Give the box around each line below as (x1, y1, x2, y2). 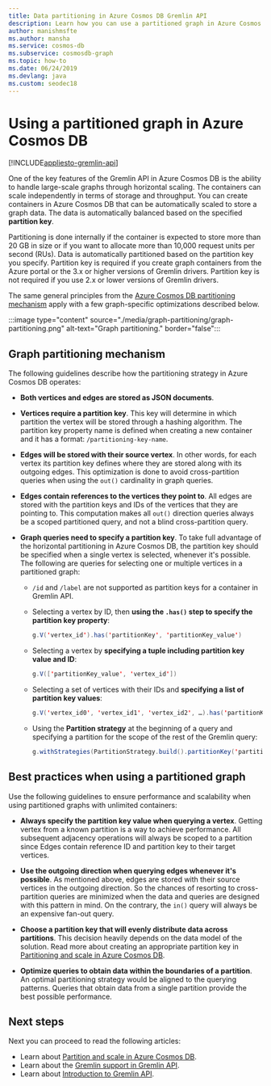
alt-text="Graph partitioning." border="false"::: (65, 324, 221, 334)
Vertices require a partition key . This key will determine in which (19, 409, 237, 419)
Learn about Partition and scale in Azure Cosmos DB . (19, 1052, 198, 1062)
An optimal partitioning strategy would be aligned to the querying (19, 974, 236, 984)
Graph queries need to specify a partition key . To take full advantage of (19, 532, 262, 542)
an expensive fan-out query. (19, 908, 115, 918)
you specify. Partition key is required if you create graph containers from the (8, 258, 262, 267)
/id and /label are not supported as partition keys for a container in (31, 583, 258, 592)
